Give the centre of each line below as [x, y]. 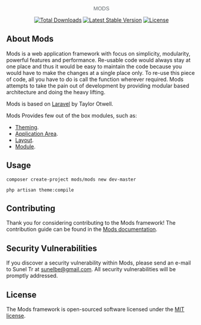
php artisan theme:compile [40, 190]
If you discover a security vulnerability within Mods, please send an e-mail [99, 263]
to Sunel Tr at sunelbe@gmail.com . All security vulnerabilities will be [91, 269]
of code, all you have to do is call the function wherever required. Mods [95, 79]
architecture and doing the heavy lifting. [56, 92]
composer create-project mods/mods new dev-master [71, 179]
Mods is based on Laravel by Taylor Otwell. [60, 104]
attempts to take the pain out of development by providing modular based [98, 85]
